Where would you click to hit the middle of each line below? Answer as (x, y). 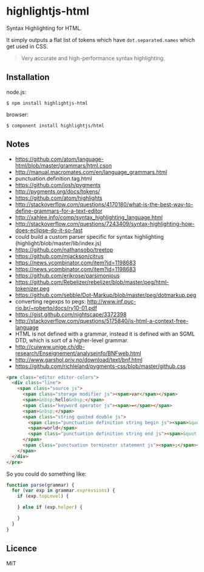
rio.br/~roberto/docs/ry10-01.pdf (56, 308)
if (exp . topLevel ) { (43, 496)
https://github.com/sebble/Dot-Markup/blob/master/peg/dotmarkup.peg (106, 295)
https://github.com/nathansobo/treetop (64, 249)
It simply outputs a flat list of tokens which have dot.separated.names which (101, 40)
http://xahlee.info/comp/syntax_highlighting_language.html (89, 217)
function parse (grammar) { (40, 485)
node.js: (16, 92)
